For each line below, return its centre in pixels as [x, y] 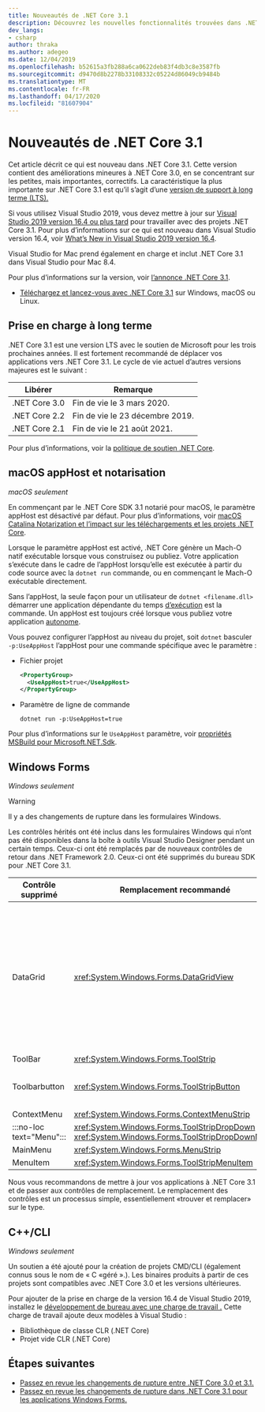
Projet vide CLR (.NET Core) [65, 1339]
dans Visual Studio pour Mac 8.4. [62, 262]
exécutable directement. [48, 581]
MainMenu [32, 1150]
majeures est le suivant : [48, 370]
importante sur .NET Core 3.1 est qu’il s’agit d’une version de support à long [131, 189]
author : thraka [33, 45]
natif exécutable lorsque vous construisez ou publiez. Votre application [123, 556]
